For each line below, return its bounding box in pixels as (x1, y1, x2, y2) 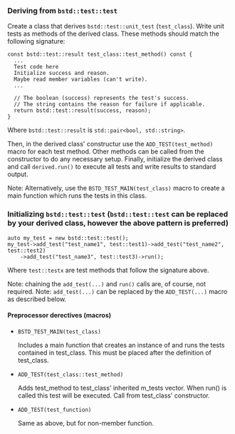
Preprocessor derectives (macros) (7, 311, 112, 320)
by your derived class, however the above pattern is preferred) (7, 218, 229, 228)
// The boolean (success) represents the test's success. (14, 95, 190, 102)
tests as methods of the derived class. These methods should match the (7, 29, 219, 38)
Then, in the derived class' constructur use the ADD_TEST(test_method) (7, 140, 214, 148)
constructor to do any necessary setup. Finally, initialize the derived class (7, 155, 223, 163)
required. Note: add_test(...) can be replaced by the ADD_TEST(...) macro (7, 287, 228, 296)
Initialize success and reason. (14, 70, 110, 77)
